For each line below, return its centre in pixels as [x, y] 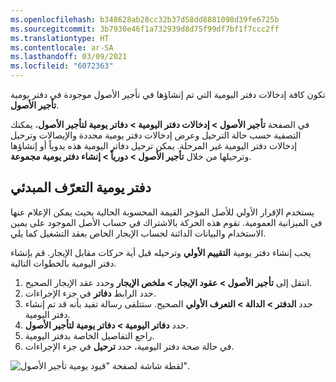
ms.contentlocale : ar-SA [62, 47]
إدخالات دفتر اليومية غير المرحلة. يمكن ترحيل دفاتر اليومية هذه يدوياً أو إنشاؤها [154, 145]
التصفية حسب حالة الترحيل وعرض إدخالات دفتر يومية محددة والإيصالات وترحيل [156, 135]
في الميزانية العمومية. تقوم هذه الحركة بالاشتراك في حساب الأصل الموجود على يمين [166, 222]
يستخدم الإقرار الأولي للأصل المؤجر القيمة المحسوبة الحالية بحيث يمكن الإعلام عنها [162, 212]
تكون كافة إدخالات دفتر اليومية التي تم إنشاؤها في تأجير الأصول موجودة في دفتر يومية [168, 94]
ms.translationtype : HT [60, 38]
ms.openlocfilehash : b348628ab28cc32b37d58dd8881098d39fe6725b [145, 19]
